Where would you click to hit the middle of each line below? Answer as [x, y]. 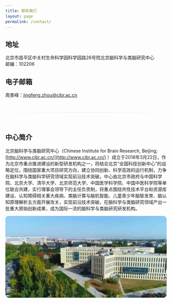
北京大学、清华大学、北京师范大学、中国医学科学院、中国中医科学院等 [88, 183]
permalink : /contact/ [28, 22]
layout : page [19, 16]
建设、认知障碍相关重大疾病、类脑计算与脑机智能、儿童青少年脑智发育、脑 [84, 195]
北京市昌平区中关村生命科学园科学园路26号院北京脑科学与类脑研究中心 [80, 58]
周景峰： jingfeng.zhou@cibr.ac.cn [41, 95]
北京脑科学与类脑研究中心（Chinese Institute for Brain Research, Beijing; [81, 151]
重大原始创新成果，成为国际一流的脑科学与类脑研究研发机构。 [74, 208]
